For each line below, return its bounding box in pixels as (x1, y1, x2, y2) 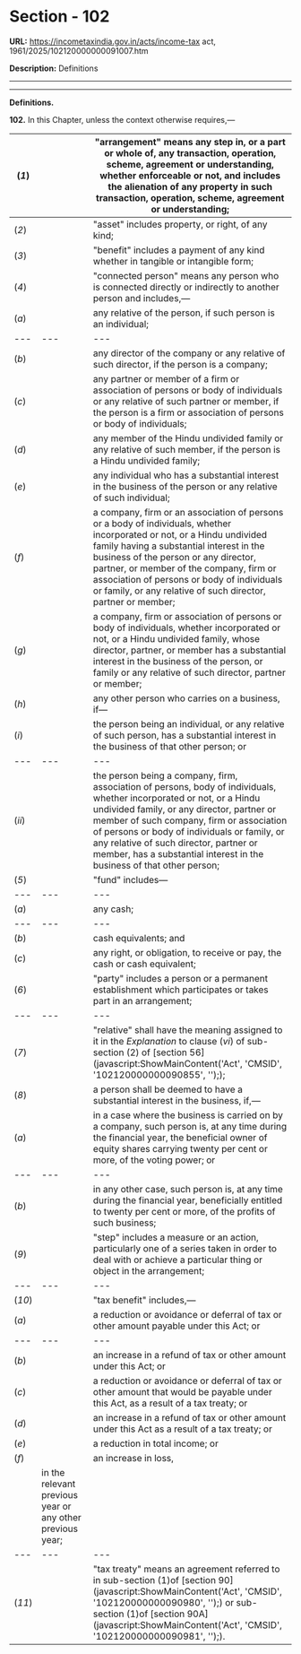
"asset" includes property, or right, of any (92, 218, 268, 230)
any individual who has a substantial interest (92, 469, 279, 481)
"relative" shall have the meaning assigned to (92, 1024, 283, 1036)
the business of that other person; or (92, 740, 247, 752)
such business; (92, 1217, 157, 1229)
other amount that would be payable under (92, 1385, 272, 1398)
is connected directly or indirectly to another (92, 281, 279, 293)
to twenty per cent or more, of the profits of (92, 1205, 276, 1217)
